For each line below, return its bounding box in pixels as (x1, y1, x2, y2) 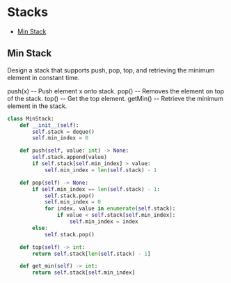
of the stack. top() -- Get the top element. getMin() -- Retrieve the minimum (7, 94, 224, 102)
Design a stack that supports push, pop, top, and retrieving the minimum (7, 66, 215, 74)
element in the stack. (7, 102, 67, 110)
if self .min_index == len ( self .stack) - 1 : (32, 185, 160, 192)
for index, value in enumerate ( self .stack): (44, 205, 176, 213)
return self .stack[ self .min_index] (32, 269, 136, 276)
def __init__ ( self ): (19, 121, 79, 129)
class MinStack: (7, 115, 54, 122)
